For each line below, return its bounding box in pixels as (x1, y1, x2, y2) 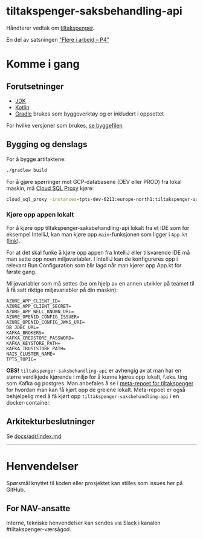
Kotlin (14, 103, 30, 111)
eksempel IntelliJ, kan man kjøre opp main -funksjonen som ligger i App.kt (6, 230, 188, 238)
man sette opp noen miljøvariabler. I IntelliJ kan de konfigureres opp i (6, 255, 178, 263)
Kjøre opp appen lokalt (6, 211, 74, 219)
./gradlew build (6, 167, 47, 173)
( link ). (6, 237, 21, 244)
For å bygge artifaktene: (6, 155, 66, 163)
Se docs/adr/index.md (6, 433, 62, 440)
